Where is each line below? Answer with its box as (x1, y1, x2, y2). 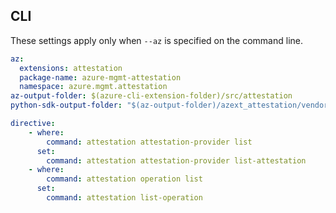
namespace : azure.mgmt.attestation (19, 82, 168, 92)
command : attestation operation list (46, 174, 203, 184)
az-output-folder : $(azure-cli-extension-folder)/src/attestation (10, 91, 293, 101)
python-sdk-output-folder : (10, 100, 123, 111)
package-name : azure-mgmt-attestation (19, 72, 182, 83)
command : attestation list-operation (46, 193, 203, 203)
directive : (10, 119, 56, 129)
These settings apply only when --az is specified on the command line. (10, 34, 303, 46)
